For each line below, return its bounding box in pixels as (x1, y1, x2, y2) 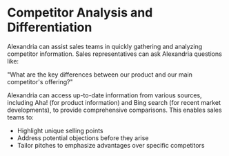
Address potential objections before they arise (17, 133, 149, 142)
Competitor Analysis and (7, 5, 153, 21)
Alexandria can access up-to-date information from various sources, (7, 91, 202, 99)
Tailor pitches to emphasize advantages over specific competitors (17, 141, 205, 149)
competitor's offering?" (7, 77, 74, 86)
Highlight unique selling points (17, 126, 103, 135)
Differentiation (7, 19, 92, 35)
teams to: (7, 113, 34, 121)
